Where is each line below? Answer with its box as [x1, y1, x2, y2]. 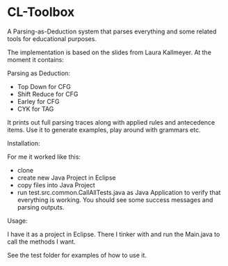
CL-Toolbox [7, 4, 75, 20]
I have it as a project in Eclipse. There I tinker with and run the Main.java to [7, 230, 220, 238]
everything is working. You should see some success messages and [17, 196, 213, 204]
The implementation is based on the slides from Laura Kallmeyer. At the [7, 48, 212, 56]
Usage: [7, 217, 28, 225]
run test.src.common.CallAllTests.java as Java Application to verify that [17, 188, 221, 196]
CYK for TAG [17, 104, 54, 113]
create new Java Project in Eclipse [17, 173, 116, 182]
